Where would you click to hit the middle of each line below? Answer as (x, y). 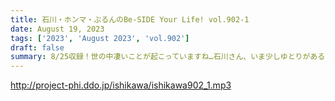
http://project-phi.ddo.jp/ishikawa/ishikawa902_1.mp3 (121, 85)
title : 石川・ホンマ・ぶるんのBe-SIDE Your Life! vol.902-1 (130, 19)
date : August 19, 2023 (57, 29)
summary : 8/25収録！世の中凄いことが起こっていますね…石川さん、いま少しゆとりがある (168, 57)
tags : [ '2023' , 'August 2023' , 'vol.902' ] (100, 38)
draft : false (37, 47)
